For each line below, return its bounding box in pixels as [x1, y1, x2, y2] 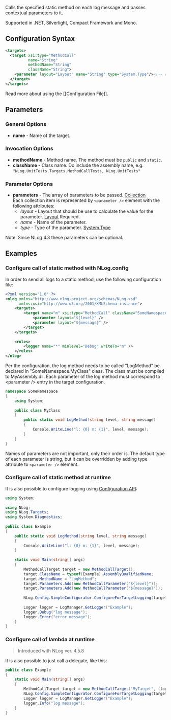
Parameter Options [5, 180, 53, 187]
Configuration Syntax [5, 34, 75, 43]
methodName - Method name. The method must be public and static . [12, 156, 162, 163]
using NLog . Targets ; [5, 510, 49, 515]
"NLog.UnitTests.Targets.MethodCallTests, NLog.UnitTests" [12, 168, 141, 173]
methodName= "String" [27, 62, 72, 67]
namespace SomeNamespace [5, 389, 58, 394]
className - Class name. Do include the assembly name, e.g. [12, 162, 144, 168]
